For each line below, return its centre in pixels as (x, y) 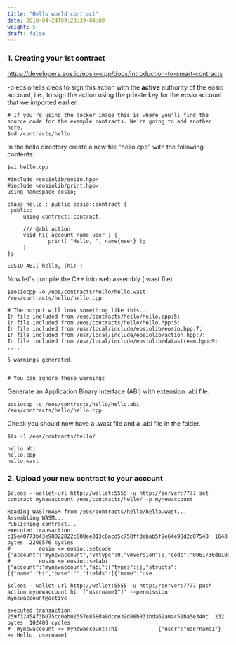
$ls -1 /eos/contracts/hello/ (52, 436)
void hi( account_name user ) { (70, 235)
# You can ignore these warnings (56, 378)
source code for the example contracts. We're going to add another (110, 121)
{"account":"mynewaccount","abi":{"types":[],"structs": (92, 567)
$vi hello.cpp (28, 167)
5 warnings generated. (40, 360)
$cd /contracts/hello (39, 134)
